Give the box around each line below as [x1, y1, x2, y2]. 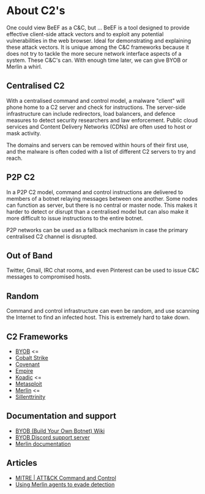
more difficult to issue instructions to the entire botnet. [6, 214, 144, 222]
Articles [6, 458, 38, 468]
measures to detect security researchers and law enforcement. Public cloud [6, 116, 198, 124]
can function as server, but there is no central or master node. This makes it [6, 201, 198, 209]
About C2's [6, 4, 65, 18]
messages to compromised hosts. [6, 273, 92, 280]
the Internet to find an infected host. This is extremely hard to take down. [6, 313, 190, 321]
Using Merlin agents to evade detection [15, 481, 115, 488]
